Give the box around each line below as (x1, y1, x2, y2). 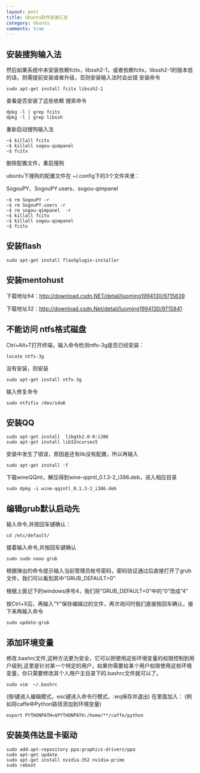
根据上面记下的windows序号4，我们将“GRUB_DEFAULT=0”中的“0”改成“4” (6, 587, 189, 595)
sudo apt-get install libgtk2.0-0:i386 (6, 434, 109, 440)
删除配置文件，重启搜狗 (6, 160, 64, 167)
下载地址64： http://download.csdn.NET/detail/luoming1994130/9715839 (6, 292, 185, 299)
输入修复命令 (6, 388, 38, 395)
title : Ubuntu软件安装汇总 (6, 14, 68, 20)
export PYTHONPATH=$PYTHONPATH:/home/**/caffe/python (6, 712, 144, 718)
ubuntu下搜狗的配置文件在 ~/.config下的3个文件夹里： (6, 172, 141, 180)
